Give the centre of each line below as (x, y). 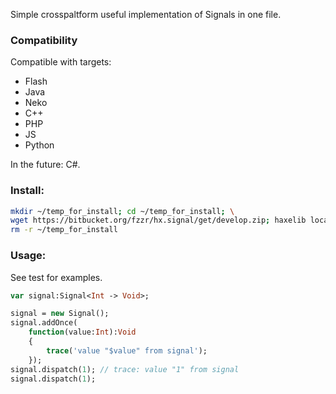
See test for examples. (56, 277)
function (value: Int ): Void (82, 332)
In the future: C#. (45, 165)
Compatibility (44, 40)
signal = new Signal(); (60, 314)
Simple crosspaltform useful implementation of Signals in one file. (146, 14)
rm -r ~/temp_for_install (64, 230)
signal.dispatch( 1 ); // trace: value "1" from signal (125, 369)
